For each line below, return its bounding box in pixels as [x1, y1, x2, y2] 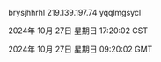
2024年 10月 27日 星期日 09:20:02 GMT [8, 44, 153, 54]
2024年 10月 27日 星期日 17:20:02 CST [8, 25, 149, 36]
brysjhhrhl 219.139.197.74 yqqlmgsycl [8, 8, 142, 17]
